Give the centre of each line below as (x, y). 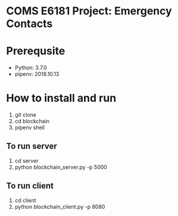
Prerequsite (36, 51)
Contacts (29, 24)
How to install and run (61, 98)
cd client (26, 200)
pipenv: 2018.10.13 (37, 74)
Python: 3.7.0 (31, 68)
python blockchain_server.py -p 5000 (61, 167)
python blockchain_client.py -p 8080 (60, 206)
